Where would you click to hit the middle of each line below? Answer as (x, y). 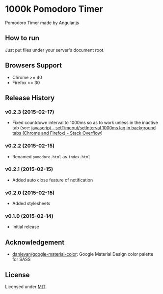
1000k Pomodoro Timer (54, 9)
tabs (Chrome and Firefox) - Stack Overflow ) (57, 133)
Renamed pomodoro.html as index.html (51, 156)
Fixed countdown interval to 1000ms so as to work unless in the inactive (85, 123)
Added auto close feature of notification (53, 180)
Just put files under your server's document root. (55, 50)
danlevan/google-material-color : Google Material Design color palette (83, 254)
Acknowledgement (35, 242)
